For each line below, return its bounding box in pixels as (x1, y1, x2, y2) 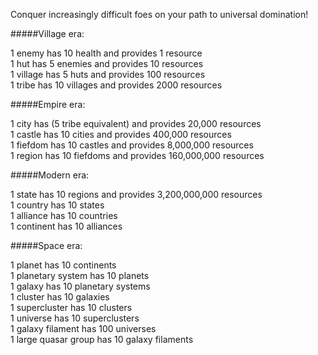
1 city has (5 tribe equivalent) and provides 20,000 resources (10, 118, 262, 129)
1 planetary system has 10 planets (10, 270, 150, 281)
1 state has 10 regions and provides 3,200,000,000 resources (10, 189, 263, 200)
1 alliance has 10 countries (10, 210, 118, 221)
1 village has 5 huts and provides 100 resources (10, 69, 206, 80)
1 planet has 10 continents (10, 259, 117, 271)
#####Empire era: (10, 99, 86, 110)
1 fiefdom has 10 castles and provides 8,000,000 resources (10, 139, 254, 151)
